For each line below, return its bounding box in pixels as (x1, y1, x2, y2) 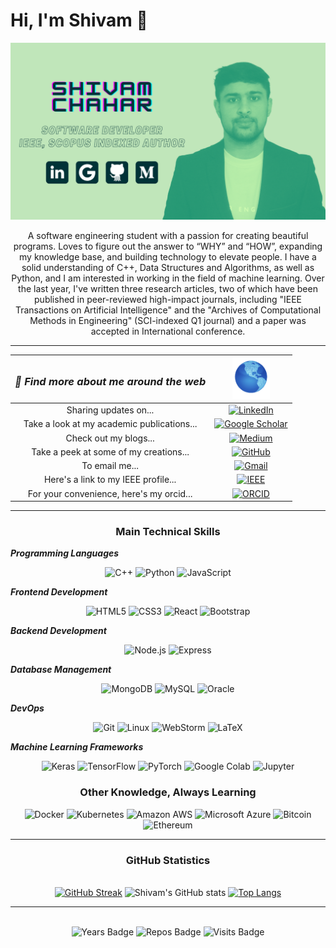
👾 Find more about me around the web (14, 374, 207, 388)
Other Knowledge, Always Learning (79, 785, 257, 799)
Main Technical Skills (115, 525, 221, 539)
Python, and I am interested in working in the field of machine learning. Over (11, 272, 325, 284)
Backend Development (10, 625, 107, 637)
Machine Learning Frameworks (10, 741, 144, 753)
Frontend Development (10, 586, 108, 598)
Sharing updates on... (66, 404, 155, 416)
